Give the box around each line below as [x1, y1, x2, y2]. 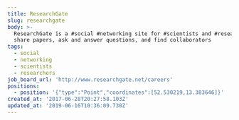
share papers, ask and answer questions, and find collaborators [14, 37, 212, 44]
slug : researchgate [7, 17, 65, 24]
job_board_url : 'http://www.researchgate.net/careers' [7, 76, 174, 83]
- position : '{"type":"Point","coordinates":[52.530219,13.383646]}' [14, 89, 224, 96]
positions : [7, 83, 40, 90]
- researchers [14, 69, 55, 76]
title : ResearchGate [7, 10, 69, 18]
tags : [7, 43, 23, 50]
